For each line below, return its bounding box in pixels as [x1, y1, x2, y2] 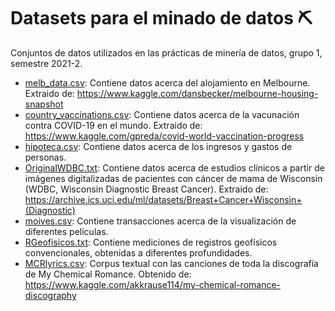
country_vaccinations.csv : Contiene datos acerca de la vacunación [24, 108, 300, 120]
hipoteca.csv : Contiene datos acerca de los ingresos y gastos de [24, 140, 293, 152]
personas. [24, 151, 67, 163]
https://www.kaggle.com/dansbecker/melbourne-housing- [76, 87, 319, 99]
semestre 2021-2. [10, 57, 83, 69]
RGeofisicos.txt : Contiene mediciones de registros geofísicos [24, 236, 278, 248]
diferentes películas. [24, 225, 109, 237]
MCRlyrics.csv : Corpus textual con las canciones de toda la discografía [24, 257, 319, 269]
